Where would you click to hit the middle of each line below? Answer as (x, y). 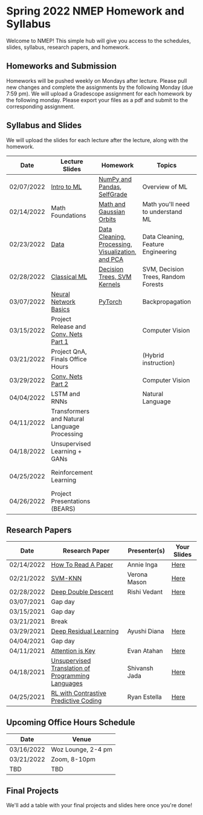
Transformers (70, 411)
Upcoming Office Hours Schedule (71, 722)
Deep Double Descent (82, 592)
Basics (60, 309)
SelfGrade (113, 194)
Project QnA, (69, 351)
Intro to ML (66, 187)
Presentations (71, 501)
